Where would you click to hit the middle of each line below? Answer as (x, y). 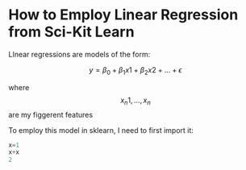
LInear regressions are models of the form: (79, 54)
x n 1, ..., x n (136, 101)
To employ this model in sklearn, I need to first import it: (101, 130)
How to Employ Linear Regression (123, 15)
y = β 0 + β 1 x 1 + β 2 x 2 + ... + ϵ (136, 70)
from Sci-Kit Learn (71, 32)
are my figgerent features (51, 114)
